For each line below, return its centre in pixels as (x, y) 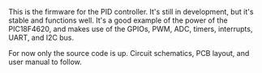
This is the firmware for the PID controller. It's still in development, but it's (131, 12)
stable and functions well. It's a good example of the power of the (118, 20)
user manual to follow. (45, 62)
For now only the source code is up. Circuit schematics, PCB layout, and (129, 53)
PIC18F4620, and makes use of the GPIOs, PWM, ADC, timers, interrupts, (131, 29)
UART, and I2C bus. (41, 37)
